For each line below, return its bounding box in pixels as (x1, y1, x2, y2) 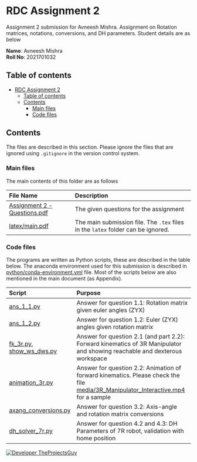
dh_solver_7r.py (9, 427, 53, 435)
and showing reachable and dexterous (76, 347, 182, 355)
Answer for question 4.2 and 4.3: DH (76, 420, 178, 428)
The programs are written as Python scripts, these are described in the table (6, 256, 191, 263)
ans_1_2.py (9, 319, 40, 327)
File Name (9, 191, 38, 200)
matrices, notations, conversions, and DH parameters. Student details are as (6, 29, 191, 36)
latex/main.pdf (9, 221, 49, 230)
